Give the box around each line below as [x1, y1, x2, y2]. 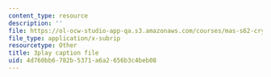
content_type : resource [8, 11, 89, 20]
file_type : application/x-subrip [8, 34, 121, 43]
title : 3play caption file [8, 49, 99, 57]
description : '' [8, 19, 63, 27]
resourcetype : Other [8, 42, 78, 50]
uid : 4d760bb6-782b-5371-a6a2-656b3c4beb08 [8, 57, 157, 65]
